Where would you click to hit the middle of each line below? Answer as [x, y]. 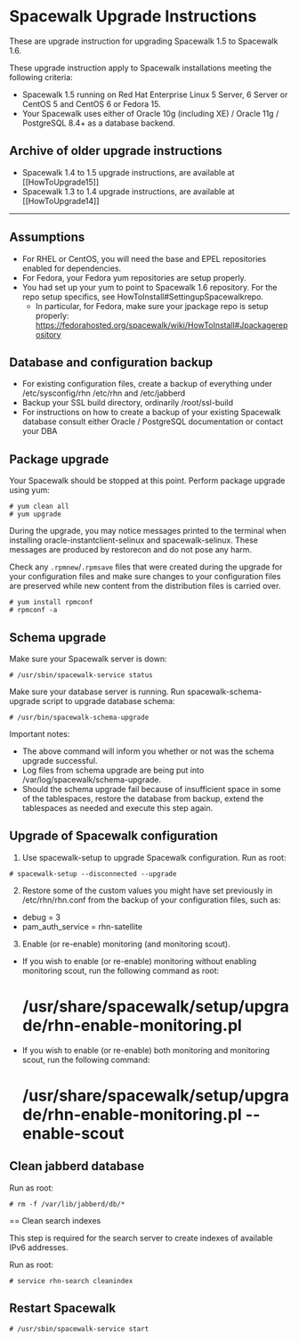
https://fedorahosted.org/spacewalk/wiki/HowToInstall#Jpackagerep [162, 325]
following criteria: [41, 77]
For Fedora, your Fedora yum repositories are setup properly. [134, 277]
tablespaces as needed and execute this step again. [117, 808]
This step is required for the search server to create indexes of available [141, 1238]
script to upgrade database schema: [109, 701]
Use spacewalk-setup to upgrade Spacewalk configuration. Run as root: [154, 857]
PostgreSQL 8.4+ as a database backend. [98, 123]
